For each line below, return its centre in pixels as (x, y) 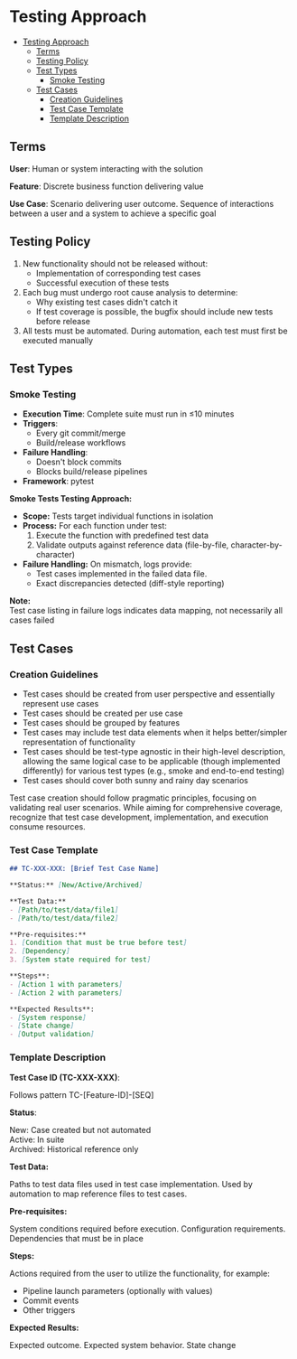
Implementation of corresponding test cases (118, 273)
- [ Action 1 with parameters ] (66, 984)
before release (63, 321)
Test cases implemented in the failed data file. (121, 574)
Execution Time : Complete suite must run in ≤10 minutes (128, 414)
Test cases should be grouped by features (101, 722)
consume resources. (47, 826)
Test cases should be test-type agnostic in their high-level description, (154, 751)
